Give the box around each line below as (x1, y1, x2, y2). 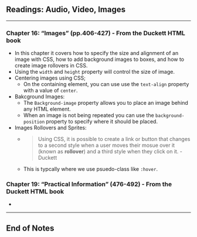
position (23, 119, 45, 125)
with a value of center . (23, 87, 78, 94)
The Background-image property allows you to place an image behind (23, 99, 189, 107)
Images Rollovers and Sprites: (14, 124, 87, 131)
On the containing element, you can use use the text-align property (23, 81, 189, 88)
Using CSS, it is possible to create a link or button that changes (38, 136, 191, 143)
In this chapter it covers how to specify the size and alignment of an (14, 50, 179, 57)
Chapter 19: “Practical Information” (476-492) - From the (6, 180, 172, 188)
